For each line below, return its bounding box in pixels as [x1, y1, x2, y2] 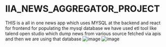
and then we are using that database [5, 36, 82, 42]
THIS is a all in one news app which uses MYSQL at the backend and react [5, 20, 161, 26]
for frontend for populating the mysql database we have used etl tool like [5, 25, 157, 31]
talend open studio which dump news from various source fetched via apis [5, 30, 161, 36]
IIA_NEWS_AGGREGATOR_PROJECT [5, 3, 160, 15]
